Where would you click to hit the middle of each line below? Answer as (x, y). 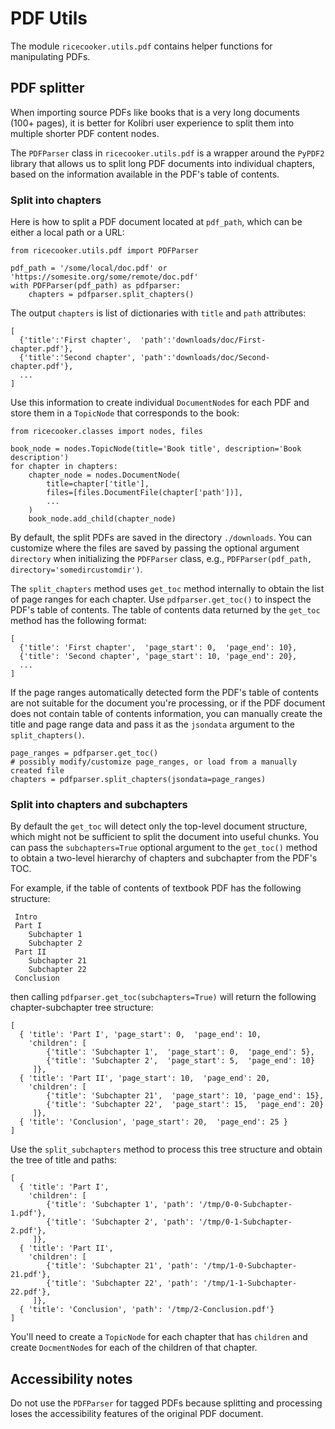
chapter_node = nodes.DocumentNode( (105, 475)
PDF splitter (47, 88)
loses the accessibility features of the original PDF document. (137, 1414)
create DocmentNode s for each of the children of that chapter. (134, 1348)
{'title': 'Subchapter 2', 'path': (120, 1222)
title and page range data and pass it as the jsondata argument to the (152, 724)
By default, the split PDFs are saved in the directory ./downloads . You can (161, 538)
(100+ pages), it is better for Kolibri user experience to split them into (152, 123)
